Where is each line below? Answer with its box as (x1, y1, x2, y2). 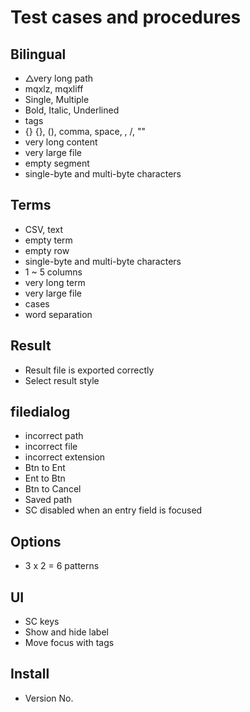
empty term (24, 234, 73, 246)
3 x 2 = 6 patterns (24, 560, 100, 572)
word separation (24, 308, 93, 320)
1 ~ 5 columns (24, 266, 83, 278)
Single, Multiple (24, 94, 90, 105)
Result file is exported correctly (24, 364, 155, 376)
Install (10, 666, 50, 683)
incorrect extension (24, 451, 106, 463)
